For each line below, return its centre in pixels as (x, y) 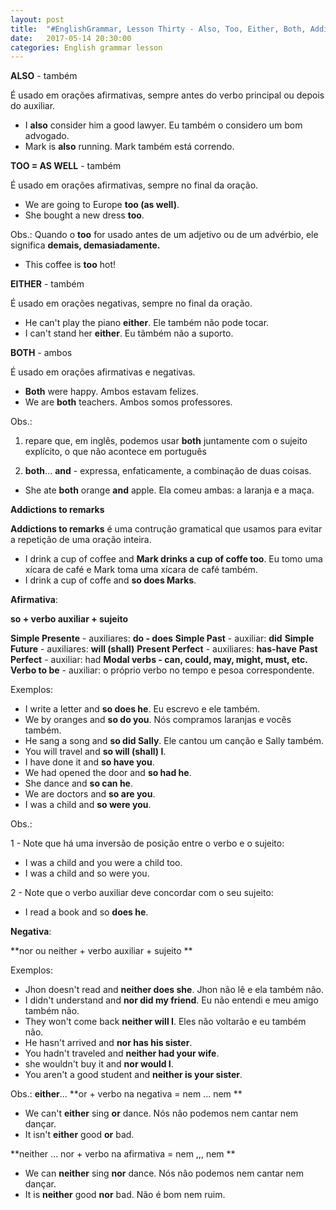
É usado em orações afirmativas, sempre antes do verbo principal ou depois (167, 95)
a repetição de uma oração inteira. (81, 540)
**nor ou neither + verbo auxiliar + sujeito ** (101, 951)
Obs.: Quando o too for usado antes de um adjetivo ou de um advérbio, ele (164, 235)
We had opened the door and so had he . (108, 773)
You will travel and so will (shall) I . (95, 752)
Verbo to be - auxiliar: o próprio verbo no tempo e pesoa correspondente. (162, 670)
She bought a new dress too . (84, 215)
